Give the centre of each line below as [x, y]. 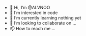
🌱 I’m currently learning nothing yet [45, 18]
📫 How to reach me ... [32, 28]
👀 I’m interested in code [34, 13]
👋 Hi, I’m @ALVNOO [30, 8]
